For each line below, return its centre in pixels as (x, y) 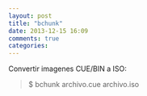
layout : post (30, 16)
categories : (28, 46)
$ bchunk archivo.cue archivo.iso (84, 85)
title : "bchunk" (36, 23)
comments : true (34, 38)
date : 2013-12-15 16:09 (48, 31)
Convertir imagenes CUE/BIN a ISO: (67, 69)
